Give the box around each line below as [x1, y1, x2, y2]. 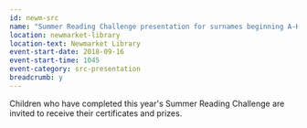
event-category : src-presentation [9, 65, 142, 74]
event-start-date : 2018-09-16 [9, 48, 125, 57]
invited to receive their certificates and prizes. [9, 107, 183, 119]
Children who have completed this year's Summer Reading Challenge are [9, 98, 285, 109]
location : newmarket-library [9, 30, 121, 39]
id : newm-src [9, 13, 59, 23]
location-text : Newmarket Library [9, 38, 142, 48]
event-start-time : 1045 [9, 56, 101, 65]
